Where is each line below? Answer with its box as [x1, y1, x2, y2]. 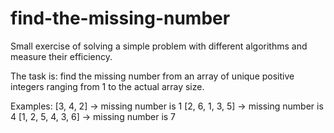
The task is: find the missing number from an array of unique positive [10, 70, 295, 82]
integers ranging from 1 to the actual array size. [10, 80, 205, 92]
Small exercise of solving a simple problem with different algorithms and [10, 40, 308, 52]
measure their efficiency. [10, 50, 113, 62]
